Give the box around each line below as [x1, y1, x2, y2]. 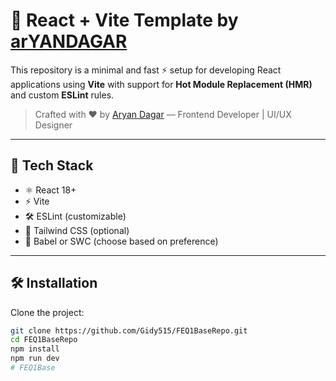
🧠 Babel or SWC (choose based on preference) [24, 235, 219, 247]
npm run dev [10, 354, 60, 364]
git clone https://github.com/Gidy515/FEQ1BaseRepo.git [10, 325, 248, 336]
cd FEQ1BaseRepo [10, 335, 78, 345]
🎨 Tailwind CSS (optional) [24, 224, 130, 236]
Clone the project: [10, 306, 85, 318]
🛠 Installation [10, 275, 98, 292]
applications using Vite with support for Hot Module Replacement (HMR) [10, 78, 313, 90]
